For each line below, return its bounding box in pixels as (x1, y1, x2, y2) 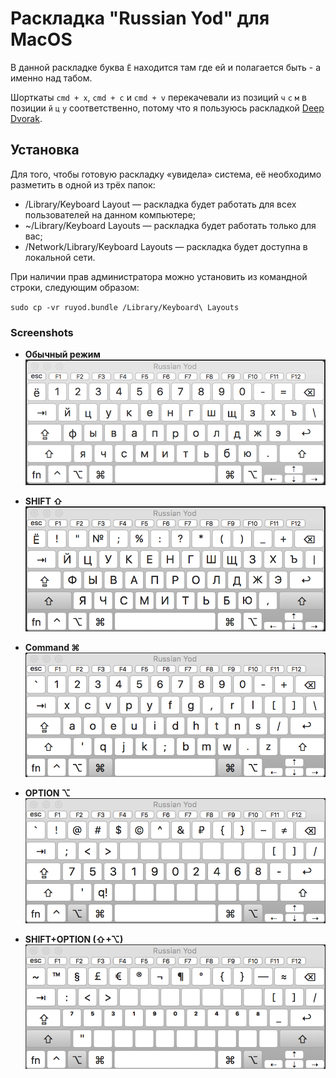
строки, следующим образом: (10, 281, 140, 293)
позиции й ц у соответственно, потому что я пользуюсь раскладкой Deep (10, 102, 325, 114)
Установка (10, 142, 80, 159)
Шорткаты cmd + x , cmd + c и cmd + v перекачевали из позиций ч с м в (10, 91, 307, 103)
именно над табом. (10, 72, 93, 84)
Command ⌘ (24, 642, 80, 654)
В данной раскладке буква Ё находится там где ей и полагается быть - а (10, 61, 322, 73)
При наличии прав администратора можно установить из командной (10, 270, 308, 282)
